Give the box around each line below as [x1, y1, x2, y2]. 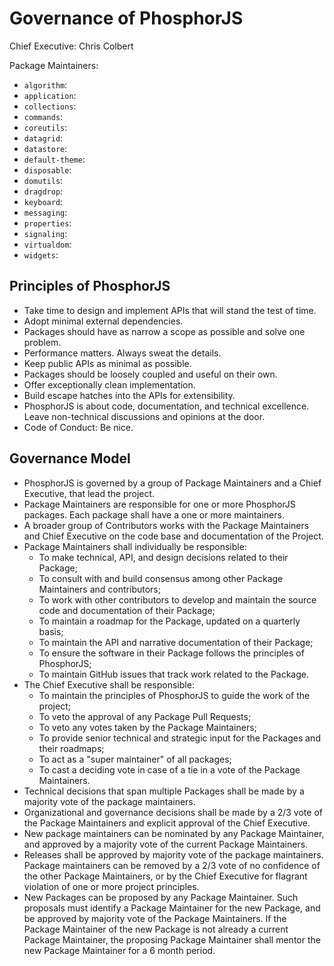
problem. [23, 336, 62, 348]
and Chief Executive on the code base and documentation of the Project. [23, 530, 324, 542]
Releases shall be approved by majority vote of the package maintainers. [23, 848, 324, 861]
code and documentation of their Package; [38, 604, 216, 616]
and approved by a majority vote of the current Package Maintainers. [23, 838, 309, 850]
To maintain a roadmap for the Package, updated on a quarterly [38, 615, 301, 627]
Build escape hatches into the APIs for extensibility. [23, 389, 236, 401]
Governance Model [9, 450, 131, 467]
